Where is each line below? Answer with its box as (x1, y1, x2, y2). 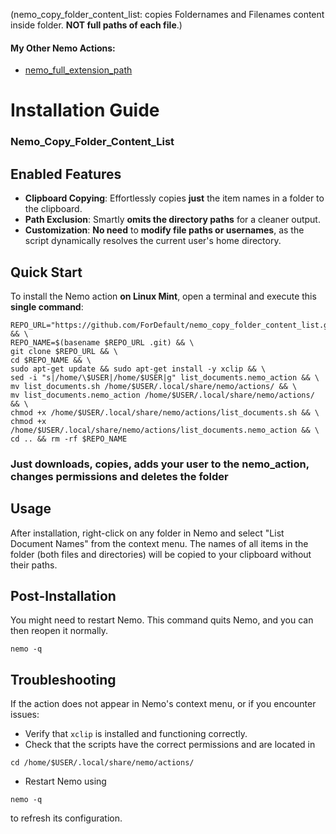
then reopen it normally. (10, 625, 109, 637)
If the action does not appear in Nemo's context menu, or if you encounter (10, 698, 317, 710)
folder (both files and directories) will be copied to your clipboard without (10, 548, 312, 560)
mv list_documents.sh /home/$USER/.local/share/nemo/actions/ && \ (10, 381, 298, 391)
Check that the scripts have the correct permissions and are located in (24, 739, 316, 751)
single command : (10, 300, 84, 313)
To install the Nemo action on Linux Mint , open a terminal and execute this (10, 290, 317, 302)
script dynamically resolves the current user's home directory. (24, 235, 282, 247)
